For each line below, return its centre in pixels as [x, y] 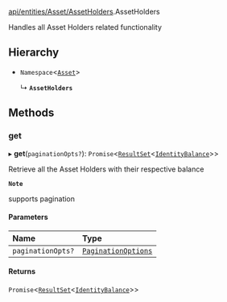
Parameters [28, 217]
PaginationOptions [117, 250]
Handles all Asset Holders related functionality [85, 27]
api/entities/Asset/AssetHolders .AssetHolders [84, 12]
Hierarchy [34, 53]
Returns [22, 271]
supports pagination [41, 199]
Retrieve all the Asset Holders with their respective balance [106, 169]
